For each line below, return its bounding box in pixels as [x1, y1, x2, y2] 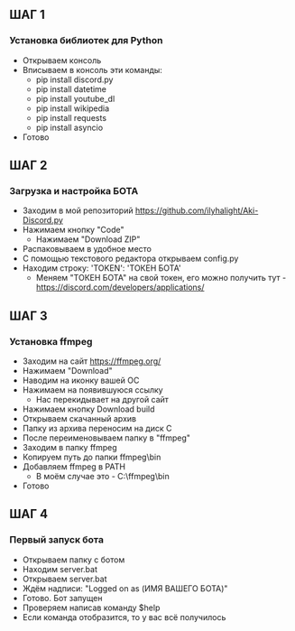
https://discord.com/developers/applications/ [35, 282, 205, 292]
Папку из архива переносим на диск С [22, 423, 172, 434]
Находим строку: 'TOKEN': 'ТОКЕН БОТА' [22, 263, 182, 274]
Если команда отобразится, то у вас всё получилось [22, 611, 226, 622]
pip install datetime [35, 83, 106, 94]
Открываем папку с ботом [22, 554, 125, 565]
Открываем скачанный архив [22, 413, 137, 424]
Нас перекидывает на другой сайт [35, 394, 170, 405]
